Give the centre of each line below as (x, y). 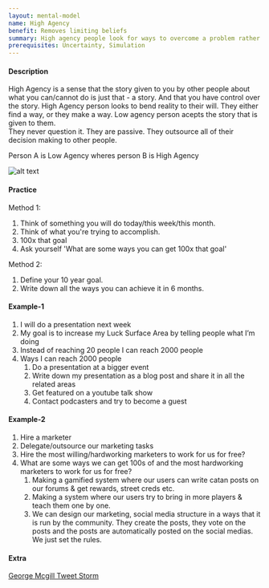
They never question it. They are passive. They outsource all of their (121, 132)
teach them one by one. (71, 505)
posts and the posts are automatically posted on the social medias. (143, 531)
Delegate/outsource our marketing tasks (87, 445)
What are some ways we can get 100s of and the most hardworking (131, 463)
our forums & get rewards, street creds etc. (103, 488)
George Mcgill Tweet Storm (53, 576)
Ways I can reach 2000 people (71, 359)
